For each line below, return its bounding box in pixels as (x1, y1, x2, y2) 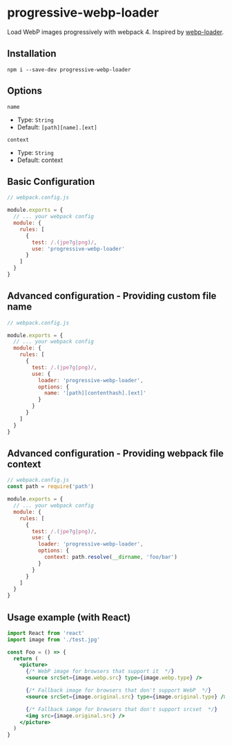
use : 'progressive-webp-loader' (32, 245, 126, 252)
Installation (7, 48, 57, 60)
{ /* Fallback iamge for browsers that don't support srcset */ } (25, 706, 217, 712)
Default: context (17, 156, 64, 164)
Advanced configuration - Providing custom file (7, 290, 217, 302)
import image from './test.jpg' (7, 636, 100, 643)
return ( (13, 655, 39, 662)
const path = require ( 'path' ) (7, 483, 95, 490)
